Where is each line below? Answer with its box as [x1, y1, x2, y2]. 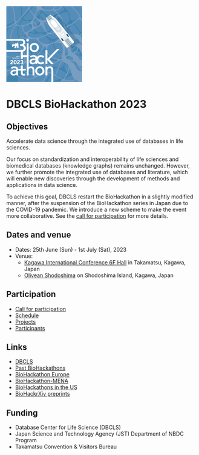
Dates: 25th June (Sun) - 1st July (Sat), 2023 [15, 246, 127, 253]
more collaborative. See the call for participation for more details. [6, 212, 169, 220]
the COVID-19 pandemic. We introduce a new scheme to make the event [6, 206, 187, 213]
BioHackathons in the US [15, 384, 77, 391]
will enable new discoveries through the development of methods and [6, 175, 180, 182]
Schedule [15, 312, 39, 319]
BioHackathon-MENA [15, 378, 68, 385]
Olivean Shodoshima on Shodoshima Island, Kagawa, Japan [24, 272, 174, 279]
